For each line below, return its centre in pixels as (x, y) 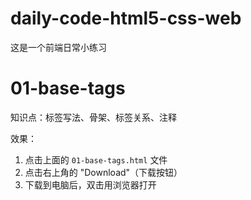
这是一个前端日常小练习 (58, 47)
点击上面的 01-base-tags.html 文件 (96, 159)
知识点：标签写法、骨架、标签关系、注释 (93, 117)
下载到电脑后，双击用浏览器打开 (90, 184)
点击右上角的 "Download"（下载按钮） (103, 172)
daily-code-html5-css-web (126, 18)
